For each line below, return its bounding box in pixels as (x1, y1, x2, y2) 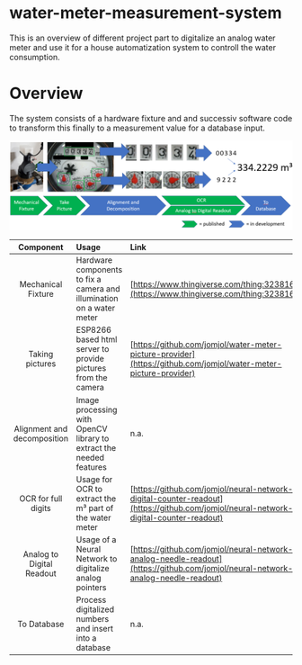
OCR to (75, 483, 103, 494)
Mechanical (19, 278, 63, 290)
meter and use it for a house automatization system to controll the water (9, 41, 277, 52)
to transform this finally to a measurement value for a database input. (9, 122, 265, 133)
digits (30, 502, 51, 513)
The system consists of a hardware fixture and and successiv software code (9, 112, 293, 123)
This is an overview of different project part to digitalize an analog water (9, 32, 276, 43)
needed (75, 452, 105, 463)
